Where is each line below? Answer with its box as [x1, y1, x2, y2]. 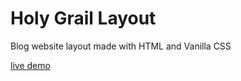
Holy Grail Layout [10, 7, 157, 30]
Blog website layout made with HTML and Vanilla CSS [10, 40, 232, 52]
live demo [10, 59, 51, 71]
